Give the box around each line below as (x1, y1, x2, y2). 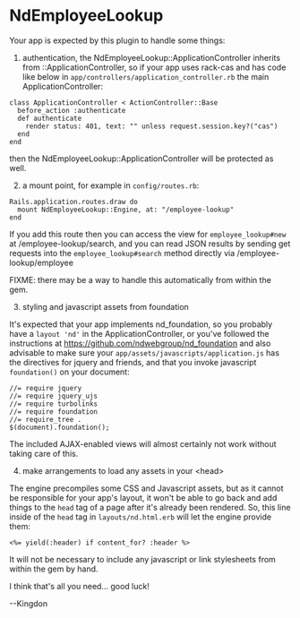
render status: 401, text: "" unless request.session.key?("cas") (25, 122, 279, 131)
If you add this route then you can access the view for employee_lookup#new (9, 228, 287, 239)
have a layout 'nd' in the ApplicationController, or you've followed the (9, 328, 270, 339)
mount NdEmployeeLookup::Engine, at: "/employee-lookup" (17, 205, 235, 214)
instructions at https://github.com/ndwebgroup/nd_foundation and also (9, 338, 271, 348)
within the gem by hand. (9, 563, 99, 574)
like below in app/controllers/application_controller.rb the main (21, 71, 270, 82)
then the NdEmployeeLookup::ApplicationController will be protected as (9, 153, 274, 164)
